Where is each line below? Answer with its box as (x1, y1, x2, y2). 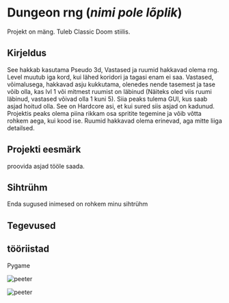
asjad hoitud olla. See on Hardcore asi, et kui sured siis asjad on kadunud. (7, 101, 215, 110)
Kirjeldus (7, 47, 46, 59)
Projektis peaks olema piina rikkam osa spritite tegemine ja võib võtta (7, 109, 202, 117)
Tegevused (7, 219, 56, 231)
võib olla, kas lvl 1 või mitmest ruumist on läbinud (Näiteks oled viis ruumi (7, 87, 212, 95)
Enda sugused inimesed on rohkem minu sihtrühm (7, 200, 148, 208)
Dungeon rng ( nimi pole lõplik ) (7, 5, 183, 21)
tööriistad (7, 243, 50, 255)
